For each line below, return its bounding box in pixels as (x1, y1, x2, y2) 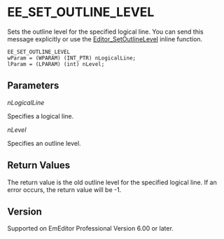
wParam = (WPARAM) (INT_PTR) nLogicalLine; (7, 54, 136, 62)
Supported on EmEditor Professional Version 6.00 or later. (7, 224, 174, 233)
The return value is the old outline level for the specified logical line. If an (7, 178, 217, 186)
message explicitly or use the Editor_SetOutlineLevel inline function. (7, 34, 203, 43)
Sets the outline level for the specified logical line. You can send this (7, 27, 204, 36)
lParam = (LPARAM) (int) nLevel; (7, 60, 105, 67)
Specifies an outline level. (7, 139, 82, 147)
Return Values (7, 159, 71, 172)
